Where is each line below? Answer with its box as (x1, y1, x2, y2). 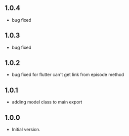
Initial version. (11, 127, 41, 133)
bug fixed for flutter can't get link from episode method (11, 71, 124, 78)
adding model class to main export (11, 99, 83, 105)
